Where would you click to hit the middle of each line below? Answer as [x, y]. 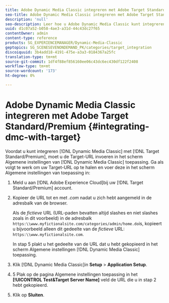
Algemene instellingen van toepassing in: [48, 173]
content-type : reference [31, 38]
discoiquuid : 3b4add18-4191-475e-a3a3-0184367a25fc [60, 52]
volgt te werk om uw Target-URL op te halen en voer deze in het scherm [80, 167]
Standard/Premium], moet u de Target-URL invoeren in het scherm [74, 157]
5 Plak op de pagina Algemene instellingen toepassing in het [75, 274]
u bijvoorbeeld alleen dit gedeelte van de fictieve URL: [68, 229]
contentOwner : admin [27, 33]
